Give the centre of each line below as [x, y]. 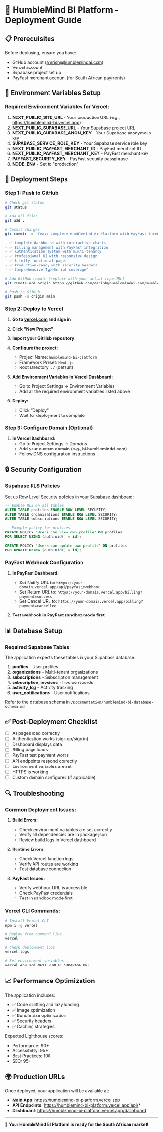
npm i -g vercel [21, 925]
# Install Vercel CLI [27, 921]
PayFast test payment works [41, 755]
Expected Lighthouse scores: [34, 1036]
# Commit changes [23, 229]
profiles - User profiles [35, 667]
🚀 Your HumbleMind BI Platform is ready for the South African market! [77, 1124]
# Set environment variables [34, 961]
